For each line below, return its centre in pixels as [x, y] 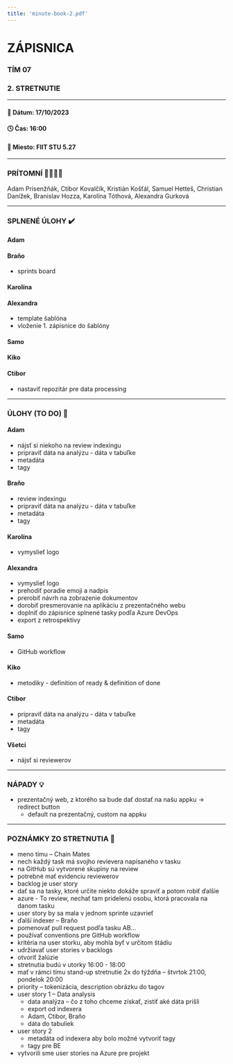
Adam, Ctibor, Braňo [57, 1016]
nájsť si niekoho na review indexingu [69, 445]
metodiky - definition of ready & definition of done [89, 683]
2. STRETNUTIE [34, 88]
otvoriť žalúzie [38, 957]
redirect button [38, 807]
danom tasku [36, 905]
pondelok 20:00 [40, 979]
